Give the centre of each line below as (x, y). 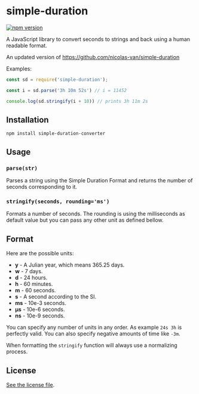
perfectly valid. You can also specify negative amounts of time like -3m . (93, 334)
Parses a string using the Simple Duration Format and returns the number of (99, 181)
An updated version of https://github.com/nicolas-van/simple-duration (93, 57)
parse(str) (22, 168)
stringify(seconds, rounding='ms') (58, 201)
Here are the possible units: (40, 253)
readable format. (27, 45)
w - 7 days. (29, 271)
